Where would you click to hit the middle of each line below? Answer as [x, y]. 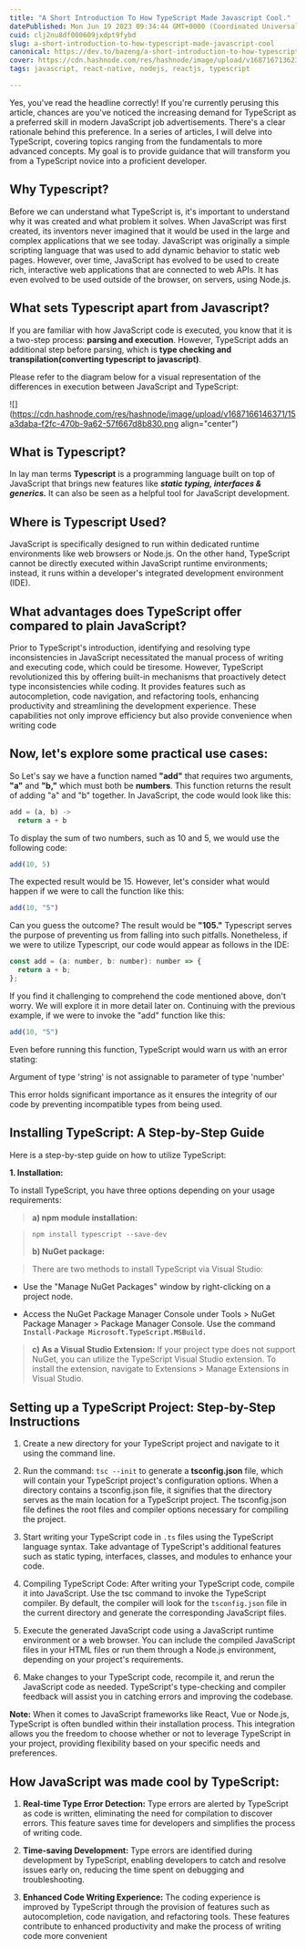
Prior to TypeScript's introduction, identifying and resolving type [130, 648]
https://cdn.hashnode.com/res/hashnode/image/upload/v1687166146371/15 [154, 414]
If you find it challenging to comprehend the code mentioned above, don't [148, 996]
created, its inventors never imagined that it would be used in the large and [150, 231]
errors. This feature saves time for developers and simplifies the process [159, 1823]
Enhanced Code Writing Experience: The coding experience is [142, 1897]
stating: [24, 1059]
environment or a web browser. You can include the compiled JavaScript [159, 1640]
